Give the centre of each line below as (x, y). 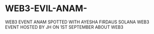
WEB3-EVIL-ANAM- (46, 8)
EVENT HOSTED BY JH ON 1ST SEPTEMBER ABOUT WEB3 (64, 27)
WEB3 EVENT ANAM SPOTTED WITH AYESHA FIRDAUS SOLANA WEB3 (77, 22)
